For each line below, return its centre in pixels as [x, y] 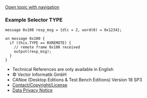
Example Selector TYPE [34, 20]
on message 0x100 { [25, 39]
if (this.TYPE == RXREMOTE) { [40, 43]
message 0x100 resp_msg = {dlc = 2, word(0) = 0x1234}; [63, 30]
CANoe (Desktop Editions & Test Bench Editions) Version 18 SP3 [77, 80]
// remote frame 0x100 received [47, 47]
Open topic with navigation [32, 7]
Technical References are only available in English [63, 69]
